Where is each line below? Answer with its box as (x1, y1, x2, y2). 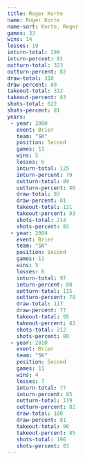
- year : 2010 (10, 339, 48, 346)
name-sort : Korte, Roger (7, 23, 79, 30)
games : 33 (7, 29, 36, 37)
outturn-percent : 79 (16, 294, 76, 301)
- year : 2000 (10, 119, 48, 127)
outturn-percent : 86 (16, 185, 76, 191)
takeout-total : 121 (16, 204, 73, 211)
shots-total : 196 (16, 436, 67, 443)
